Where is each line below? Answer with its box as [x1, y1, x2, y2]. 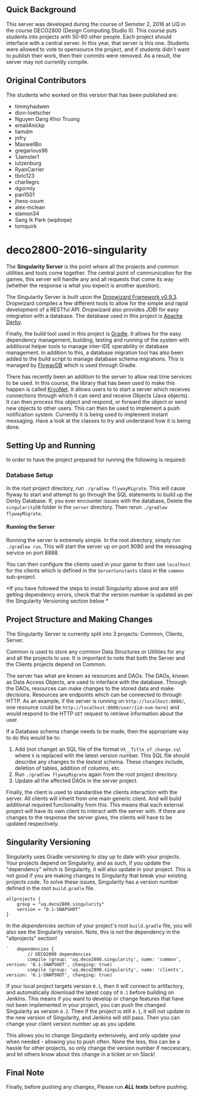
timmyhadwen [14, 103, 50, 110]
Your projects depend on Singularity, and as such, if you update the [6, 859, 171, 866]
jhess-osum [14, 197, 44, 204]
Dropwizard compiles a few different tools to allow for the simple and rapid [6, 300, 188, 307]
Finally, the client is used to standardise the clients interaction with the [6, 788, 178, 795]
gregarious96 [14, 146, 49, 154]
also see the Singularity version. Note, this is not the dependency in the [6, 928, 181, 935]
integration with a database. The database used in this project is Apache [6, 312, 183, 319]
